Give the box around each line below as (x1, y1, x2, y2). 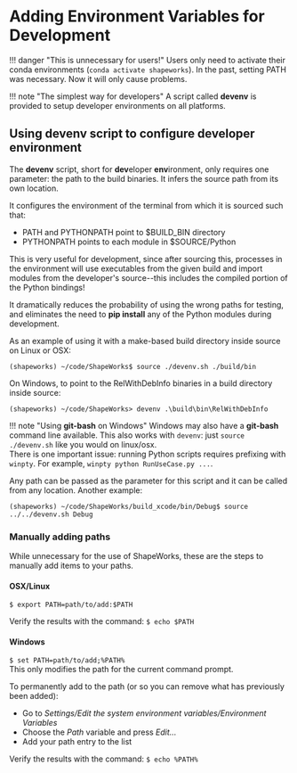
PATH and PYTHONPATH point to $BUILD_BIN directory (21, 226, 226, 237)
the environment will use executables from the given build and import (9, 263, 263, 274)
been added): (9, 691, 59, 702)
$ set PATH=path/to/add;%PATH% (9, 656, 125, 665)
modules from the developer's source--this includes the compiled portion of (9, 272, 289, 283)
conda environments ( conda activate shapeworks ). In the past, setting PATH (9, 64, 287, 75)
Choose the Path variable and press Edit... (21, 727, 177, 737)
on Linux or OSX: (9, 345, 71, 356)
